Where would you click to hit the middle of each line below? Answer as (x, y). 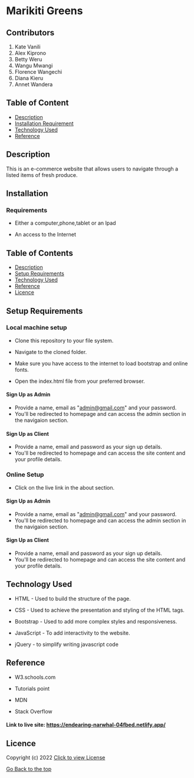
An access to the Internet (45, 235)
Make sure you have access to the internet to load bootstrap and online (101, 363)
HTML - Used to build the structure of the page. (73, 598)
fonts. (22, 369)
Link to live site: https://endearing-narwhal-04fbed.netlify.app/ (86, 725)
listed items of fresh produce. (42, 175)
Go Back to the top (29, 769)
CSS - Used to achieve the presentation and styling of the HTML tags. (99, 610)
